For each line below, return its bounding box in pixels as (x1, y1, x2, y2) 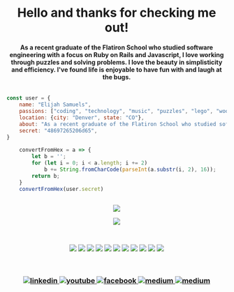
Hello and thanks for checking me (17, 5, 217, 21)
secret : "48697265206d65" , (19, 127, 98, 134)
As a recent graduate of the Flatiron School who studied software (20, 43, 214, 52)
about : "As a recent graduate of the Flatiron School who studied (19, 121, 217, 128)
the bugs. (102, 72, 131, 81)
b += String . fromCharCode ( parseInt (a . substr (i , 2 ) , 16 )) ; (43, 166, 217, 173)
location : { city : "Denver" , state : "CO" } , (19, 114, 145, 121)
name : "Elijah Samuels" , (19, 101, 92, 109)
